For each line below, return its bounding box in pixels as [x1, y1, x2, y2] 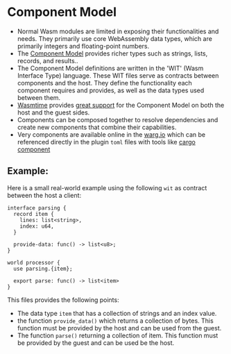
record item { [13, 210, 54, 217]
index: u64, [19, 223, 54, 230]
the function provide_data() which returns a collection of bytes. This [17, 317, 214, 325]
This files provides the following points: [7, 296, 119, 304]
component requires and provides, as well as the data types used [17, 86, 205, 94]
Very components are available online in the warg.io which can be [17, 130, 206, 139]
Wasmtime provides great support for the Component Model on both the [17, 101, 225, 109]
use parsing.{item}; [13, 265, 73, 272]
